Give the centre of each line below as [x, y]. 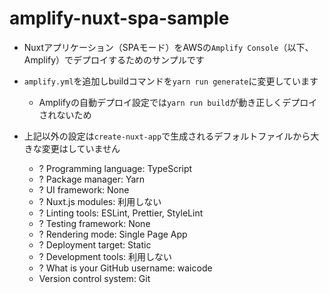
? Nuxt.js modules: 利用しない [100, 201]
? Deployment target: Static [95, 244]
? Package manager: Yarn [92, 179]
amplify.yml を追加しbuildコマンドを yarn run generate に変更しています [171, 81]
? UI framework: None [84, 189]
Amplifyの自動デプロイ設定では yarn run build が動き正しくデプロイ [178, 102]
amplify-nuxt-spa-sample [119, 18]
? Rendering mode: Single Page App [113, 234]
